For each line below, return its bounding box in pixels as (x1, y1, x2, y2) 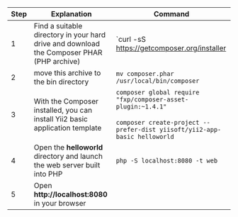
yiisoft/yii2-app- (159, 126, 222, 133)
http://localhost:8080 (33, 189, 108, 199)
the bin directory (33, 77, 89, 87)
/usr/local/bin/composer (115, 77, 200, 84)
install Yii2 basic (33, 114, 89, 123)
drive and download (33, 39, 101, 48)
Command (153, 9, 190, 18)
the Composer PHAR (33, 48, 103, 57)
